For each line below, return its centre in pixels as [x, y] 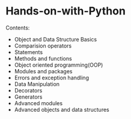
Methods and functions [43, 58]
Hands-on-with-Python [65, 11]
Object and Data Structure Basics [56, 39]
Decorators [28, 90]
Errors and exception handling [52, 78]
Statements [29, 52]
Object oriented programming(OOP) [59, 65]
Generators [28, 97]
